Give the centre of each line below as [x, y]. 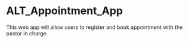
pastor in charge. [27, 33]
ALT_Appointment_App [65, 11]
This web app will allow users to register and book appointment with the [94, 27]
